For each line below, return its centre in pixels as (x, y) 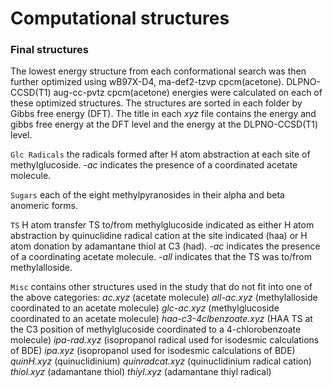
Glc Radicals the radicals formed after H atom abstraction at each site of (160, 154)
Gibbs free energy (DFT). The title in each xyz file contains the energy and (163, 114)
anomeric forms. (44, 206)
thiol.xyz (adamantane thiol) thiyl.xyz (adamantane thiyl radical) (141, 372)
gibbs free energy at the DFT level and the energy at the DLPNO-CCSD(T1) (164, 124)
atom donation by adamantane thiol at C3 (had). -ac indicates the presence (165, 246)
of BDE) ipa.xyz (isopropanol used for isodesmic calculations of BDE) (153, 351)
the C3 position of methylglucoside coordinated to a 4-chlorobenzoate (156, 329)
